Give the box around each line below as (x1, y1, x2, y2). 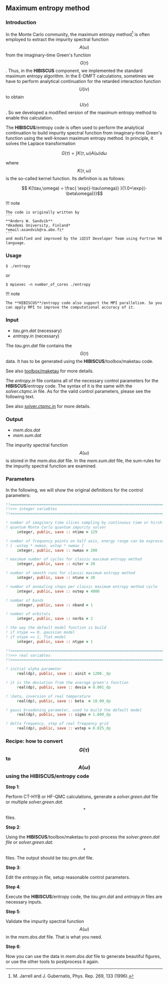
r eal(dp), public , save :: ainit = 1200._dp (16, 671, 111, 676)
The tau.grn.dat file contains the (5, 342, 72, 348)
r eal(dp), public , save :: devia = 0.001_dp (16, 684, 111, 689)
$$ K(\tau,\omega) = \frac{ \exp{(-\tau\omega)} (21, 185, 119, 191)
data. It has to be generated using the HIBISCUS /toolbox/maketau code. (5, 358, 154, 364)
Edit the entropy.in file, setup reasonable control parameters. (5, 874, 131, 880)
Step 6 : (5, 943, 21, 949)
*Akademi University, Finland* (5, 223, 71, 228)
